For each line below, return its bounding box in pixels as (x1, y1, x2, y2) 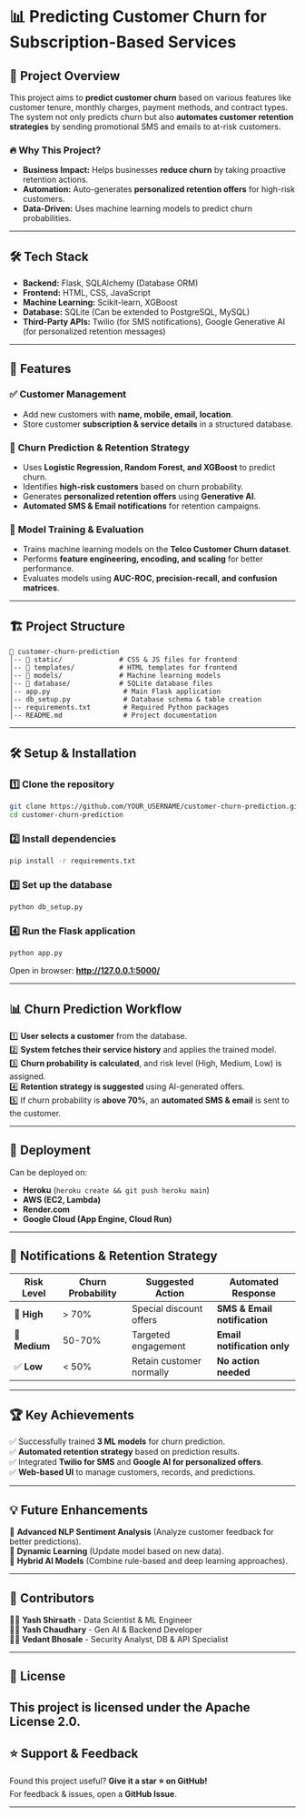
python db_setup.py (9, 903, 84, 912)
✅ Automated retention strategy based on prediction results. (9, 1447, 241, 1458)
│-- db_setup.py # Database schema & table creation (9, 695, 261, 704)
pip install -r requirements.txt (9, 856, 136, 865)
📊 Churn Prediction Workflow (9, 1001, 182, 1016)
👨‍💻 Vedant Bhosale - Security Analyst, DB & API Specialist (9, 1634, 229, 1645)
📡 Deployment (9, 1143, 91, 1158)
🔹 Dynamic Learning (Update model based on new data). (9, 1546, 224, 1557)
